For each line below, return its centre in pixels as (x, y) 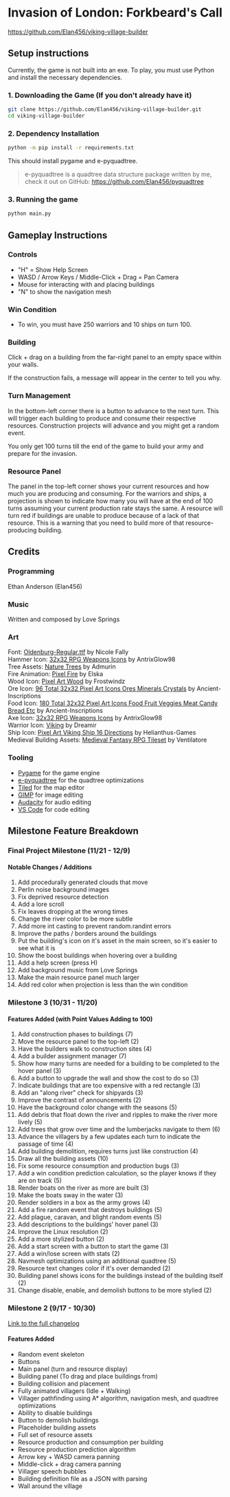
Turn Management (39, 396)
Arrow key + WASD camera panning (69, 1456)
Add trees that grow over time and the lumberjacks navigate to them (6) (119, 1129)
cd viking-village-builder (46, 116)
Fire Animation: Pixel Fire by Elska (56, 674)
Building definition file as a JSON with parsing (82, 1478)
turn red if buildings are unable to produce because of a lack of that (104, 516)
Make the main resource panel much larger (79, 977)
